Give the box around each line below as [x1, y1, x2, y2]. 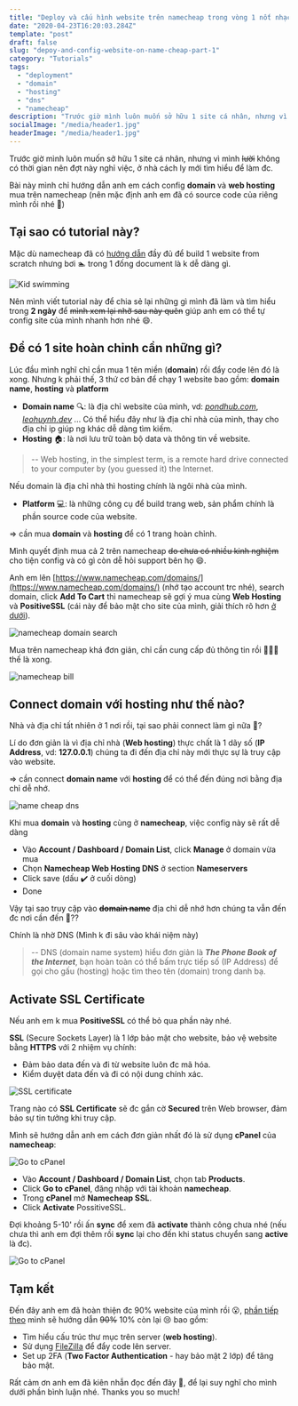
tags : [9, 63, 29, 72]
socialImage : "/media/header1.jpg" [9, 121, 141, 130]
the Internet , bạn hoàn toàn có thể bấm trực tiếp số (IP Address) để [30, 957, 278, 968]
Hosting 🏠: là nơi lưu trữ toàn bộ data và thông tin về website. [21, 433, 251, 444]
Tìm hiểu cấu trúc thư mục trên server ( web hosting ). [21, 1331, 217, 1342]
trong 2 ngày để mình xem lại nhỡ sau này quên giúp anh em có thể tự [9, 305, 266, 316]
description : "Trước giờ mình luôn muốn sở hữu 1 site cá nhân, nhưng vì [9, 112, 288, 121]
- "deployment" [17, 71, 74, 80]
